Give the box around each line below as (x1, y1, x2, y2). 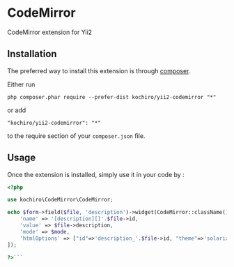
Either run (7, 80, 36, 89)
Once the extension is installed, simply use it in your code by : (7, 170, 185, 178)
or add (7, 106, 26, 114)
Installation (7, 48, 57, 60)
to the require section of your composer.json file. (7, 131, 146, 140)
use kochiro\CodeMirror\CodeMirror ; (7, 197, 114, 204)
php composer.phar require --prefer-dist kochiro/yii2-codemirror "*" (7, 93, 217, 100)
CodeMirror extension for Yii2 (7, 28, 93, 36)
